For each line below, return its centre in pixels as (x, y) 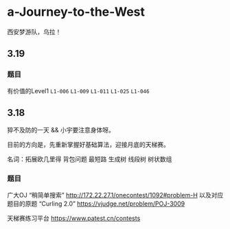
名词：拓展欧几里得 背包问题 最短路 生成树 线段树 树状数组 (90, 159)
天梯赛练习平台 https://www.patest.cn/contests (74, 218)
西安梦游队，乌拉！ (34, 32)
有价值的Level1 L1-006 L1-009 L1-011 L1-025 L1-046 (78, 91)
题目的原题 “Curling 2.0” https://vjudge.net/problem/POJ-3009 (96, 204)
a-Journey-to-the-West (76, 12)
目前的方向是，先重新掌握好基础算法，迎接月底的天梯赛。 (88, 145)
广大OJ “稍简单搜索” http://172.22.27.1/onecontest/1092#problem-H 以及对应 (115, 195)
